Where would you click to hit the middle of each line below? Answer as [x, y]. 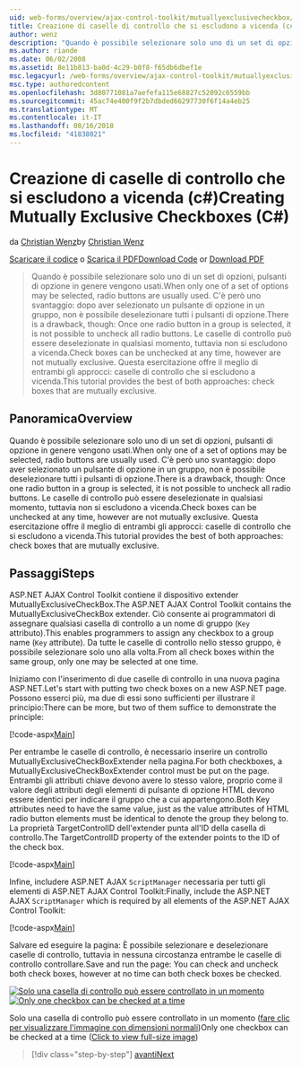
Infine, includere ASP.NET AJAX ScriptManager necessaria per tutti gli [138, 882]
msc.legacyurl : [38, 76]
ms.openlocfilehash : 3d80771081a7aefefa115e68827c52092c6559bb [130, 92]
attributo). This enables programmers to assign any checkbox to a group [142, 633]
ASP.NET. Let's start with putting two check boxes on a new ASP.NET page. [148, 689]
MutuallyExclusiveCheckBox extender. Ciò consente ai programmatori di [142, 614]
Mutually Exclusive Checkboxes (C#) [149, 217]
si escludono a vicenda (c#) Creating [147, 198]
